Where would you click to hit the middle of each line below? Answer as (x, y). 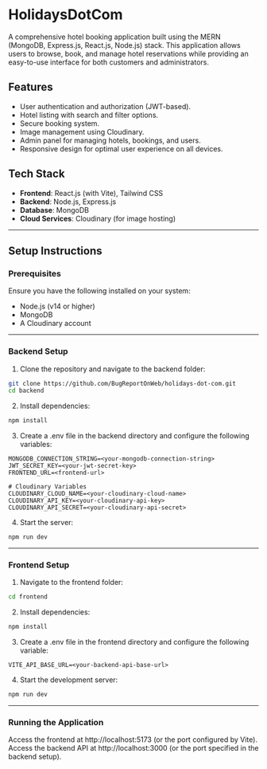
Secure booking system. (60, 123)
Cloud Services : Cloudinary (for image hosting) (98, 218)
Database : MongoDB (54, 210)
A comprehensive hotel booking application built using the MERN (114, 37)
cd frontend (28, 597)
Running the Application (56, 722)
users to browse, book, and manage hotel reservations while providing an (128, 53)
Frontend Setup (39, 565)
